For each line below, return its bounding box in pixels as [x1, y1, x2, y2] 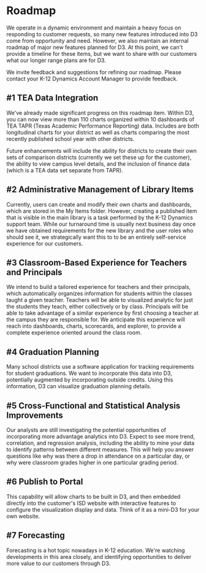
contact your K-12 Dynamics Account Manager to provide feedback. [6, 75, 178, 82]
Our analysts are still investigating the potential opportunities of [6, 426, 167, 433]
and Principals [6, 267, 63, 277]
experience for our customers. [6, 240, 83, 247]
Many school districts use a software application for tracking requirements [6, 363, 194, 371]
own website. [6, 512, 40, 520]
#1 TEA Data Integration [6, 93, 99, 103]
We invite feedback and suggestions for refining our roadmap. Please [6, 68, 182, 75]
